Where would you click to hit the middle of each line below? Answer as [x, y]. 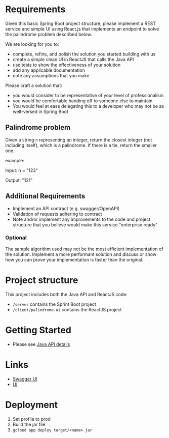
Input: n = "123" [22, 170]
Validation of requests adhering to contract [57, 214]
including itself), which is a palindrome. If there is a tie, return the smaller [81, 145]
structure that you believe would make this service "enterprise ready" [85, 224]
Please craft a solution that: [34, 85]
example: [15, 160]
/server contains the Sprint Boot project [54, 304]
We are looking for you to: [32, 44]
